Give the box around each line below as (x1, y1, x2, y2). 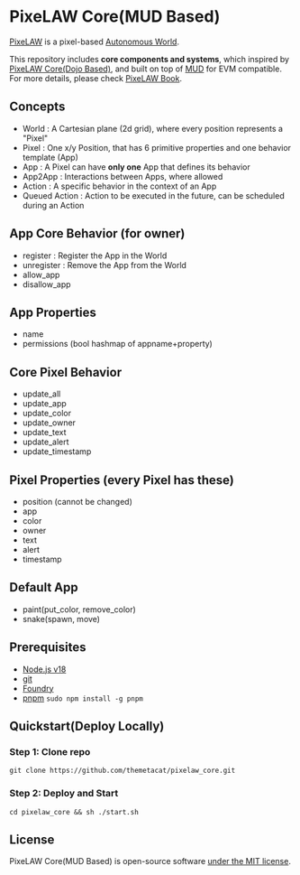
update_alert (22, 436, 69, 448)
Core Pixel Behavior (9, 364, 123, 380)
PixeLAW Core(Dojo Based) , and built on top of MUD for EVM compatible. (9, 63, 282, 74)
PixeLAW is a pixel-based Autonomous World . (9, 36, 180, 47)
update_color (22, 408, 72, 419)
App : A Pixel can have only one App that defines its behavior (22, 161, 250, 172)
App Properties (9, 304, 97, 320)
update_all (22, 388, 61, 399)
